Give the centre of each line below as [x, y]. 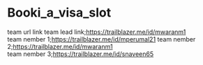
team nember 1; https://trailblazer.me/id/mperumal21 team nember [101, 39]
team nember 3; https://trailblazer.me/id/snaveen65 [81, 54]
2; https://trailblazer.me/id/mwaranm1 [60, 46]
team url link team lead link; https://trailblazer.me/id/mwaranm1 [97, 32]
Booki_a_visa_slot [59, 13]
